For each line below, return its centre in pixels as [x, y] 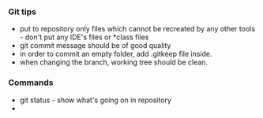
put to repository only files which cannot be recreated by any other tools [137, 29]
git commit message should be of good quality [95, 46]
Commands [31, 83]
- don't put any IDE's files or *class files [84, 37]
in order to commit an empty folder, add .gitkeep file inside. [116, 54]
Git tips [23, 12]
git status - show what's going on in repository [96, 100]
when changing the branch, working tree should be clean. [113, 62]
